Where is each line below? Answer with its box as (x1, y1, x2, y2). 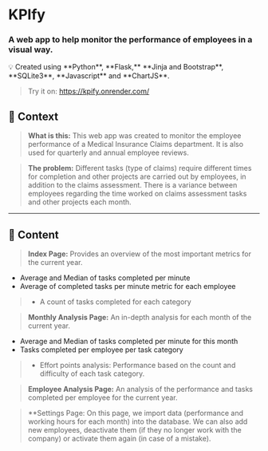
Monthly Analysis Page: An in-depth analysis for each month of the (27, 313, 252, 322)
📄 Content (8, 227, 60, 241)
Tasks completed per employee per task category (19, 345, 183, 354)
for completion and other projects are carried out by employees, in (27, 172, 246, 181)
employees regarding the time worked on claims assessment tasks (27, 189, 247, 199)
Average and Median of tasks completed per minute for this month (19, 337, 238, 346)
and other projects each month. (27, 197, 132, 207)
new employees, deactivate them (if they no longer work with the (27, 425, 242, 435)
